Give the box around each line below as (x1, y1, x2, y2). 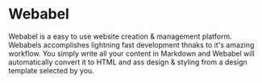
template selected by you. (8, 65, 94, 75)
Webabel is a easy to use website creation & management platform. (8, 31, 232, 41)
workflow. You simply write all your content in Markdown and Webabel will (8, 48, 256, 58)
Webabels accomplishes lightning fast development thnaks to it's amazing (8, 39, 255, 49)
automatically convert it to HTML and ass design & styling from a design (8, 57, 247, 67)
